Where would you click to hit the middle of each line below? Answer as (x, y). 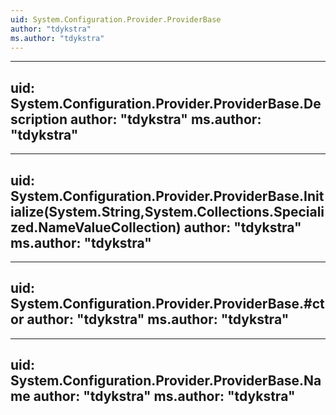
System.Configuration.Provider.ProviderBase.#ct (167, 304)
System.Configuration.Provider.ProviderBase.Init (167, 196)
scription (39, 119)
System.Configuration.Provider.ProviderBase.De (166, 103)
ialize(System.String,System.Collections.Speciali (167, 211)
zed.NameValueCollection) (96, 227)
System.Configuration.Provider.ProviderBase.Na (166, 381)
